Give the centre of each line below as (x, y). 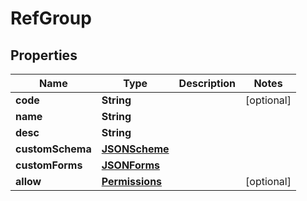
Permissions (132, 181)
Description (207, 83)
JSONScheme (135, 149)
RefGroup (51, 18)
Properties (44, 55)
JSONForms (131, 165)
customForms (49, 165)
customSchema (53, 149)
